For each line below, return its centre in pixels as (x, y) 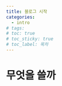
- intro (21, 22)
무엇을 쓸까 (31, 76)
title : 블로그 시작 (27, 11)
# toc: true (20, 34)
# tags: (15, 28)
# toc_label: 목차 (27, 45)
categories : (20, 17)
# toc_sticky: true (30, 39)
